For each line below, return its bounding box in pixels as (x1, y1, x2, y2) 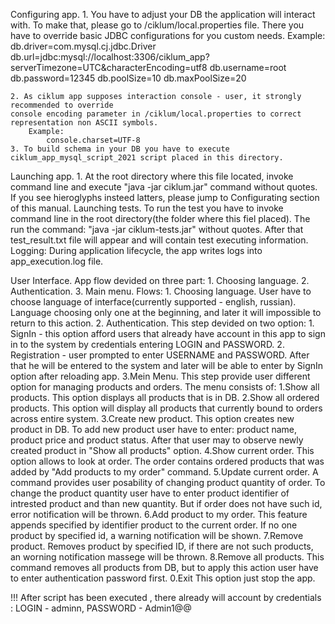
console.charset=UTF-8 (46, 135, 141, 145)
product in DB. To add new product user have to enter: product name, (10, 424, 298, 435)
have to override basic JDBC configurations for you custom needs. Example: (10, 30, 326, 41)
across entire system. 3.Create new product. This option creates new (10, 413, 295, 424)
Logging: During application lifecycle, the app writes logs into (10, 245, 263, 256)
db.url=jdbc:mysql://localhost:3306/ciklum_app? (10, 51, 210, 63)
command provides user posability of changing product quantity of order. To (10, 477, 326, 488)
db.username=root (209, 62, 287, 73)
